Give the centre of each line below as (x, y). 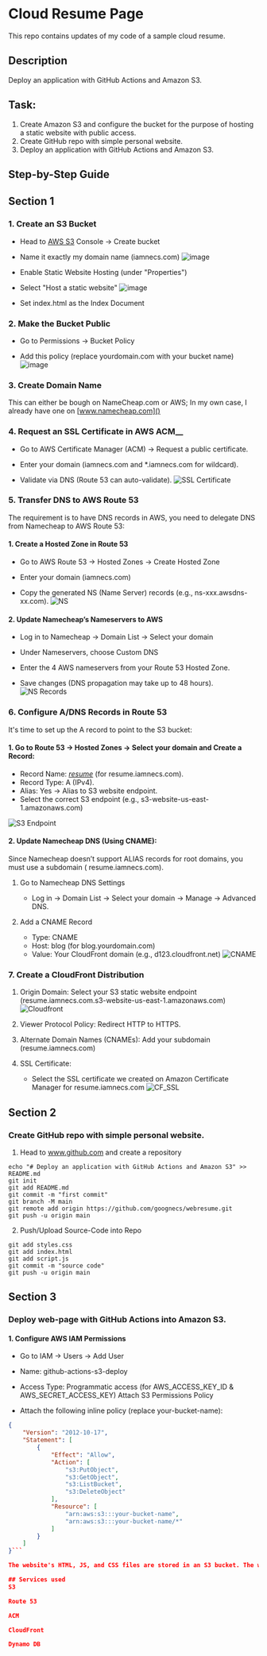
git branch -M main (41, 1201)
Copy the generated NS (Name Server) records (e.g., (106, 593)
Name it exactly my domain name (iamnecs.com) (100, 257)
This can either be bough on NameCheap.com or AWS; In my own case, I (128, 403)
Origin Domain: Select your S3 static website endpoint (108, 992)
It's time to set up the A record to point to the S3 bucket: (100, 729)
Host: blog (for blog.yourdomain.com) (93, 946)
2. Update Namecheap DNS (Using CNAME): (83, 841)
